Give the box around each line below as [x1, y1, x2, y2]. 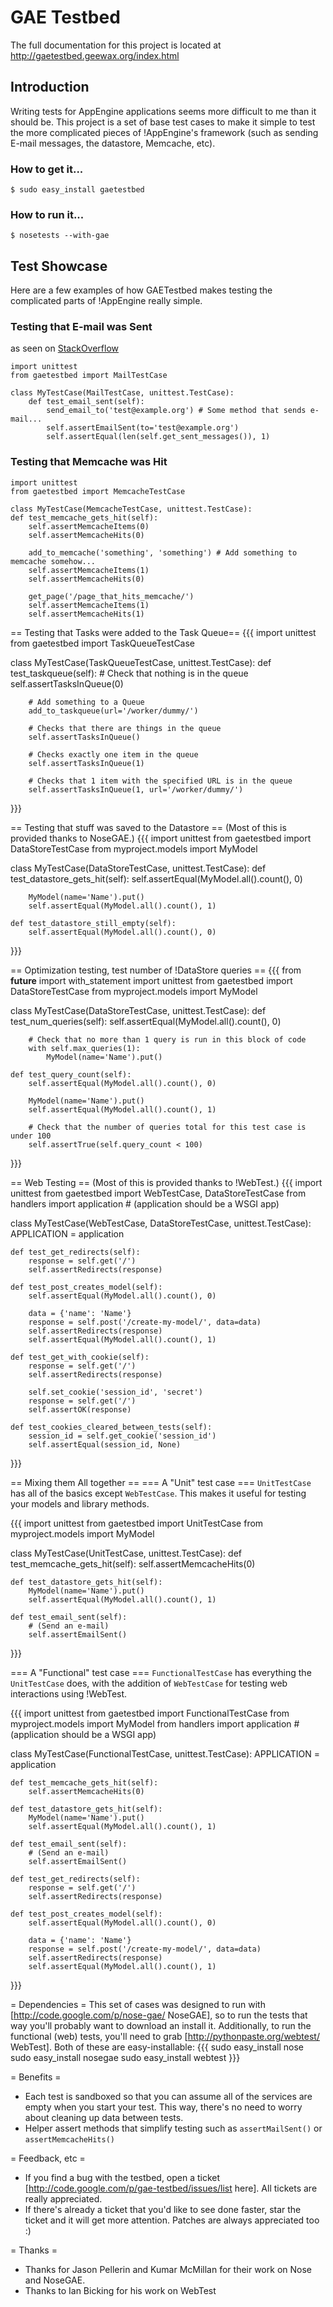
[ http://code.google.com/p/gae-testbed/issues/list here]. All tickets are [24, 2182, 318, 2194]
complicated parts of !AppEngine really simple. [10, 295, 203, 307]
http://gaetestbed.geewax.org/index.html [10, 49, 180, 61]
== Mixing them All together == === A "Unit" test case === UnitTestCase [10, 1476, 312, 1488]
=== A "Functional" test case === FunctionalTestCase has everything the [10, 1666, 312, 1678]
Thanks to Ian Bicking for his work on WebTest [24, 2284, 217, 2296]
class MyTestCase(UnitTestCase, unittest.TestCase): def [10, 1547, 242, 1559]
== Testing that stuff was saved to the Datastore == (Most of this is [10, 821, 287, 833]
